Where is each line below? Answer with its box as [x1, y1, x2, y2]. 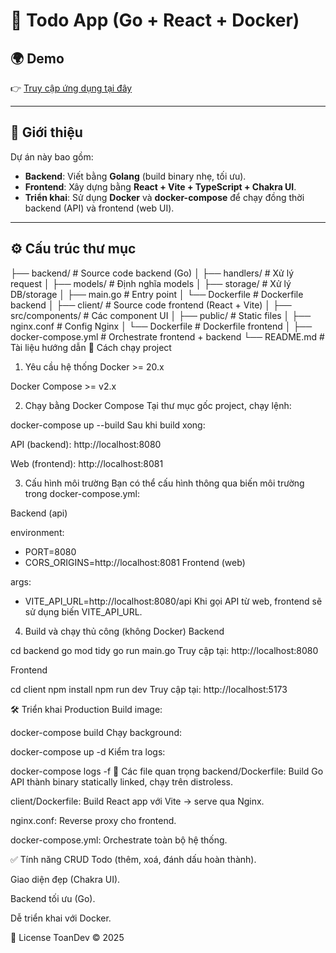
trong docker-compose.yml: [24, 487, 141, 499]
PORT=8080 [24, 545, 77, 558]
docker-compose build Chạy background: [10, 726, 182, 738]
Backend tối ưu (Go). [10, 892, 96, 904]
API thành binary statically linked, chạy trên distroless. [10, 775, 234, 788]
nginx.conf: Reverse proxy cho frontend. [10, 814, 177, 826]
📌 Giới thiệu [10, 124, 83, 141]
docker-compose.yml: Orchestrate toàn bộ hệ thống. [10, 834, 228, 846]
